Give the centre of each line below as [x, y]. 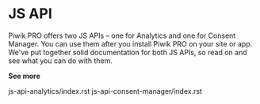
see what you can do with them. [61, 61]
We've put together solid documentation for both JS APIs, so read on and [128, 52]
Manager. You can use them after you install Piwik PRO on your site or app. [130, 43]
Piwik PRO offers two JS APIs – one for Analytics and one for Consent [122, 35]
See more [25, 76]
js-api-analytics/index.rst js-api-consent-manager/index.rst [105, 91]
